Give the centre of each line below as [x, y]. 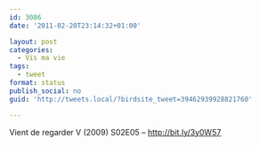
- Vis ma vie [41, 58]
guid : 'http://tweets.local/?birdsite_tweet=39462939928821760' [131, 99]
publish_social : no [45, 91]
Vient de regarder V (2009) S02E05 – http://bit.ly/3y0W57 [115, 132]
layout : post [33, 42]
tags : [19, 66]
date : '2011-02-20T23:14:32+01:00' [75, 26]
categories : [31, 50]
